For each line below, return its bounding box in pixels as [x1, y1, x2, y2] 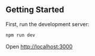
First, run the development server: [5, 20, 90, 27]
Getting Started [5, 5, 65, 15]
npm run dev [5, 32, 35, 38]
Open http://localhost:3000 [5, 43, 73, 50]
